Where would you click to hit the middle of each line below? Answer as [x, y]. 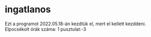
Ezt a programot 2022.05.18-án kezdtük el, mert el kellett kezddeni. [75, 24]
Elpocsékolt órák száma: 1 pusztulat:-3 [46, 29]
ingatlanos [28, 10]
